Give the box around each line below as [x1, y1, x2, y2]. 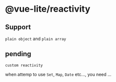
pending [5, 50, 32, 58]
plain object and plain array [5, 36, 67, 41]
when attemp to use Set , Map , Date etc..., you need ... [5, 71, 112, 77]
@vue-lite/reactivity [5, 3, 90, 15]
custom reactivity [5, 62, 43, 68]
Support [5, 23, 31, 31]
